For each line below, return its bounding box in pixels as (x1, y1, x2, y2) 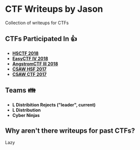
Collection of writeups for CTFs (5, 20, 69, 26)
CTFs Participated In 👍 (5, 35, 77, 43)
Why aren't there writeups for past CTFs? (5, 126, 136, 135)
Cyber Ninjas (12, 112, 40, 118)
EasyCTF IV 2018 (12, 55, 48, 61)
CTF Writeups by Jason (5, 3, 104, 15)
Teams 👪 (5, 86, 36, 95)
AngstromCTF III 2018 (12, 61, 58, 67)
